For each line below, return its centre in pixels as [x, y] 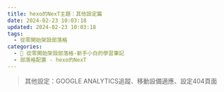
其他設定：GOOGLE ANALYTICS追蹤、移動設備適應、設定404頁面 [121, 81]
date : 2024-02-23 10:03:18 [47, 21]
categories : [25, 47]
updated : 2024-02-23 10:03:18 [52, 27]
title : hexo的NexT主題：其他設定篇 [55, 14]
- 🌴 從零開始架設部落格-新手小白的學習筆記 [69, 54]
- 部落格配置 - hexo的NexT [50, 60]
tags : [15, 34]
